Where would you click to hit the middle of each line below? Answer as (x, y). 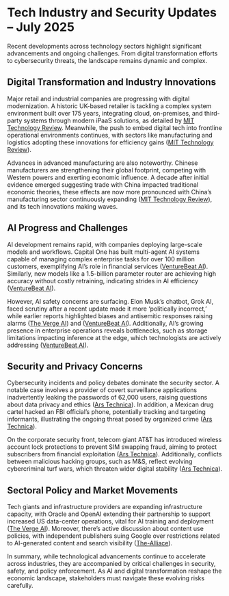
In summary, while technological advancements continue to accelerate (107, 556)
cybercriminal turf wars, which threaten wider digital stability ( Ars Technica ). (115, 469)
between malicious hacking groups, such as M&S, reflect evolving (100, 462)
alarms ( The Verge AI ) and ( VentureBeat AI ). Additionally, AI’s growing (105, 323)
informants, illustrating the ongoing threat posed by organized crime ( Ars (110, 419)
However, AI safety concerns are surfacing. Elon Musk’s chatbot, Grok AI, (110, 301)
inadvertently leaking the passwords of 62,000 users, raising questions (107, 398)
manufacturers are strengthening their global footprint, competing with (107, 170)
